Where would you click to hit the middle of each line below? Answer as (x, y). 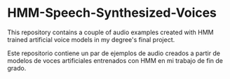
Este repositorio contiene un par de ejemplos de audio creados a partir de (114, 53)
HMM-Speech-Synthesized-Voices (112, 13)
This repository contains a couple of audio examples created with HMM (110, 32)
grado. (17, 68)
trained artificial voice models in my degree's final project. (91, 39)
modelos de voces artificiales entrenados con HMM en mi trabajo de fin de (115, 60)
